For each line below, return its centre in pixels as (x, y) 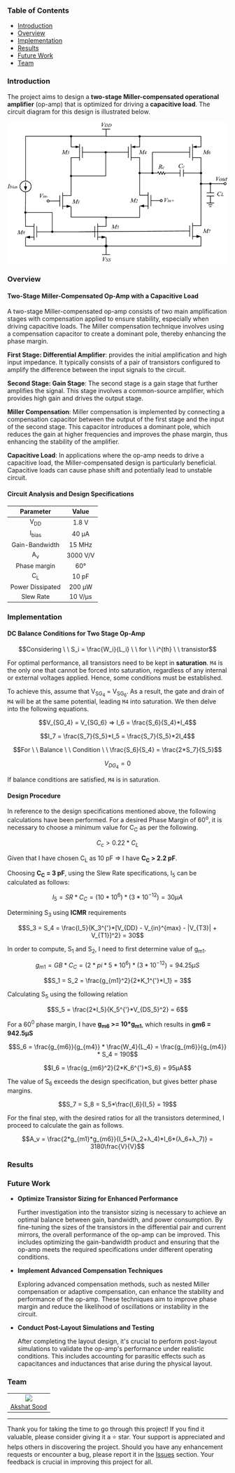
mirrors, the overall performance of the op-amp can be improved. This (119, 1235)
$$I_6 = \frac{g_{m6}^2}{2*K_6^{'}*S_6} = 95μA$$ (117, 1068)
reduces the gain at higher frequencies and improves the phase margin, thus (117, 435)
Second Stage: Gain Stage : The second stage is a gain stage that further (113, 383)
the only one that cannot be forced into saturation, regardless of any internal (117, 670)
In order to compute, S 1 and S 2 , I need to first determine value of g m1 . (107, 950)
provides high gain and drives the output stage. (75, 398)
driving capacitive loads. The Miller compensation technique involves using (116, 326)
